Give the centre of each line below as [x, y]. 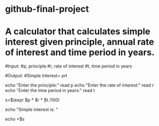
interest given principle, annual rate [80, 42]
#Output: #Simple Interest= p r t [36, 76]
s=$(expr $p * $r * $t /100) [33, 100]
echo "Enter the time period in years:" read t [50, 91]
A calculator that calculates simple [78, 32]
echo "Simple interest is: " [32, 110]
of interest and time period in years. [80, 52]
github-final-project [47, 9]
